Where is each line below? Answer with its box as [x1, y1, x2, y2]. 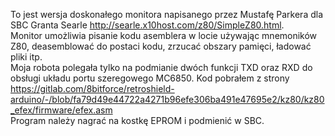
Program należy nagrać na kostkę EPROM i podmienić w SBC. [10, 115, 265, 126]
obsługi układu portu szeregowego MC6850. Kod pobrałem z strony [10, 72, 290, 84]
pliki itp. [10, 51, 43, 63]
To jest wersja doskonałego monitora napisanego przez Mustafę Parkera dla [10, 9, 324, 20]
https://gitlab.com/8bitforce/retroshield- [10, 83, 175, 94]
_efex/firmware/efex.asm [10, 104, 113, 116]
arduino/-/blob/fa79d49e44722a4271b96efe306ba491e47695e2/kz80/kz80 [10, 94, 325, 105]
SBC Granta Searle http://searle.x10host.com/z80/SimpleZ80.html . [10, 19, 285, 31]
